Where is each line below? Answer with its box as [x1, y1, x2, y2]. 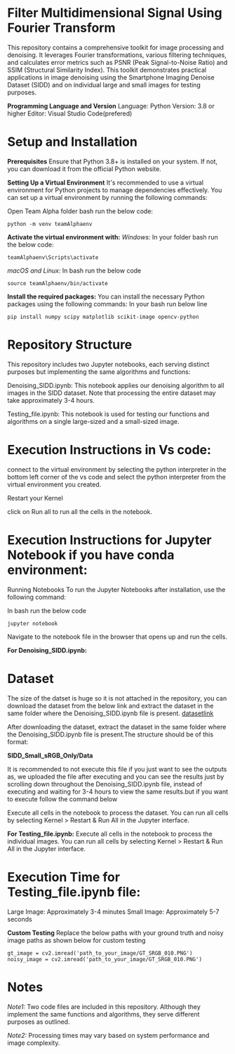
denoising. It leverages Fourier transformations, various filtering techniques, [7, 51, 227, 59]
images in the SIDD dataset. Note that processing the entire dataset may [7, 389, 216, 397]
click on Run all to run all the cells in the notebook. [7, 507, 153, 515]
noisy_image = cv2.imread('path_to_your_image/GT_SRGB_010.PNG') [7, 955, 202, 962]
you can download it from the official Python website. [7, 164, 161, 173]
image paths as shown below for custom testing [7, 936, 146, 944]
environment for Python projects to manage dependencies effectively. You [7, 185, 222, 194]
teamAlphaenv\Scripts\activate [7, 253, 99, 261]
